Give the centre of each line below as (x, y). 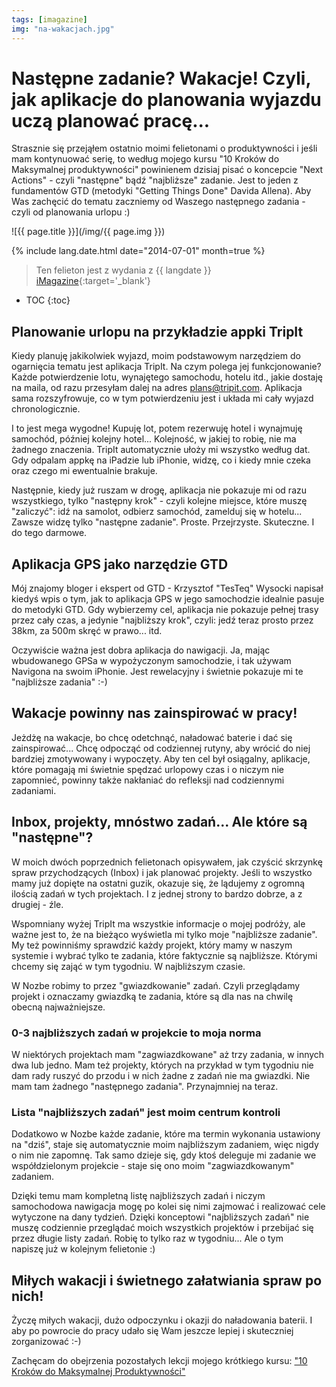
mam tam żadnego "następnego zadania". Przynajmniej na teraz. (145, 1086)
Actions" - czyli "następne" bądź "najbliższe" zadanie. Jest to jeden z (155, 180)
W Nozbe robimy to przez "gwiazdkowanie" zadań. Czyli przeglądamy (156, 985)
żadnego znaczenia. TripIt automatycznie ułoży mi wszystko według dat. (161, 450)
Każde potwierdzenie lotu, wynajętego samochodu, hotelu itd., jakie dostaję (167, 377)
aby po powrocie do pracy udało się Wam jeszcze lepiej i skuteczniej (152, 1331)
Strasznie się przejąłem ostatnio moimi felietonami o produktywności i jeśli (164, 148)
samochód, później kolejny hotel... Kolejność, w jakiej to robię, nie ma (154, 439)
